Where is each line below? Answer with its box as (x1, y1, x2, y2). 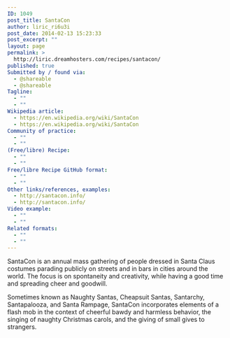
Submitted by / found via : (7, 69, 86, 76)
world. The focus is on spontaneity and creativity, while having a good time (7, 272, 224, 281)
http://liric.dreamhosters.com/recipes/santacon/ (13, 56, 161, 63)
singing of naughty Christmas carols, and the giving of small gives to (7, 316, 205, 324)
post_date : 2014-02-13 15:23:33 (7, 29, 101, 37)
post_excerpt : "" (7, 36, 58, 43)
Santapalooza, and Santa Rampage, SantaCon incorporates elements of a (7, 300, 219, 309)
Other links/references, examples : (7, 186, 111, 193)
